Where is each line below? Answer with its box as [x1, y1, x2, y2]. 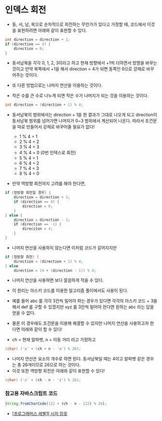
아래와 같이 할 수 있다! [21, 326, 63, 332]
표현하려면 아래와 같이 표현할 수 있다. [17, 27, 87, 33]
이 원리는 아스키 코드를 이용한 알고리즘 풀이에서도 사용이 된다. [12, 288, 129, 293]
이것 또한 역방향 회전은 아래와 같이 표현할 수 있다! [12, 368, 105, 374]
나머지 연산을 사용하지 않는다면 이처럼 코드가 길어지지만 [12, 244, 117, 250]
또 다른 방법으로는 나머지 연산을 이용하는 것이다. [12, 82, 103, 88]
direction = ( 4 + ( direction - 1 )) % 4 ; [14, 268, 96, 273]
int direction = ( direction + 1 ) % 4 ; [5, 102, 83, 107]
